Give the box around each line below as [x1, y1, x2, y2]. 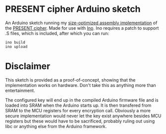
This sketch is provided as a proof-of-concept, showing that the [5, 77, 136, 83]
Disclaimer [5, 61, 51, 72]
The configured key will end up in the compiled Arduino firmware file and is [5, 97, 159, 103]
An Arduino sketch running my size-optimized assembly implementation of [5, 20, 158, 26]
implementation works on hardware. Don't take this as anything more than [5, 82, 156, 88]
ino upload [5, 44, 28, 49]
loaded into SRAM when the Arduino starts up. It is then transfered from [5, 102, 152, 108]
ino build [5, 40, 26, 45]
